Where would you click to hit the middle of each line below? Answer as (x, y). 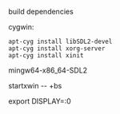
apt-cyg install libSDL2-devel (60, 41)
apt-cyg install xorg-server (57, 49)
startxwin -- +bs (35, 86)
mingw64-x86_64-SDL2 (48, 70)
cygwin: (21, 27)
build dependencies (41, 12)
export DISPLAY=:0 (40, 101)
